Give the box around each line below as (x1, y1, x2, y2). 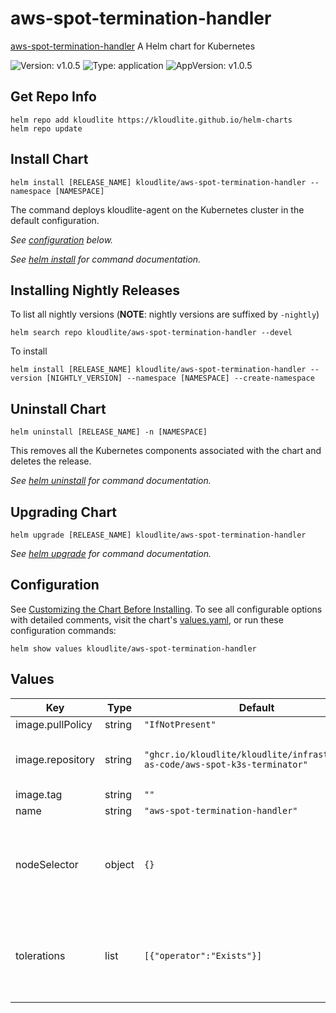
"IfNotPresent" (144, 718, 217, 730)
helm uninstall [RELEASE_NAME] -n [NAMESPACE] (10, 427, 208, 437)
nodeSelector (15, 857, 79, 871)
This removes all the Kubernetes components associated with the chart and (10, 445, 322, 457)
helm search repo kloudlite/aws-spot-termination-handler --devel (10, 328, 293, 338)
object (104, 857, 135, 871)
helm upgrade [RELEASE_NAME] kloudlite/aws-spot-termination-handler (10, 530, 307, 540)
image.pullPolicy (15, 717, 93, 731)
